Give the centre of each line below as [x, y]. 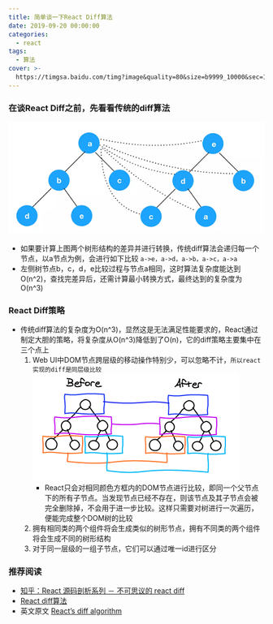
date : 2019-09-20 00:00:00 [54, 26]
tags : [17, 52]
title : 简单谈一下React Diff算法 [61, 17]
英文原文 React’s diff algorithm [71, 611]
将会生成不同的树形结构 [71, 538]
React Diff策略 [37, 310]
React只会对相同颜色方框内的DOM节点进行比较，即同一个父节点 [152, 488]
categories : [28, 34]
